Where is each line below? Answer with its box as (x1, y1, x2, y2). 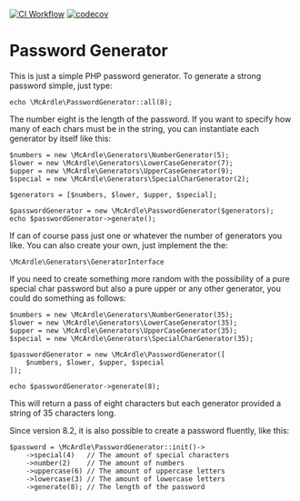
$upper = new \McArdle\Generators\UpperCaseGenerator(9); (9, 166, 234, 175)
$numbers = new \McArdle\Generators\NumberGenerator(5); (9, 150, 230, 159)
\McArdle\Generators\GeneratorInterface (9, 257, 165, 266)
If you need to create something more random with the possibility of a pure (9, 273, 290, 284)
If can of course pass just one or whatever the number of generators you (9, 230, 283, 241)
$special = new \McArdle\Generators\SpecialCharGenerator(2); (9, 174, 250, 184)
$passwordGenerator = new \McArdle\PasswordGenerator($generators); (9, 205, 275, 215)
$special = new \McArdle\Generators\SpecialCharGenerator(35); (9, 334, 255, 343)
